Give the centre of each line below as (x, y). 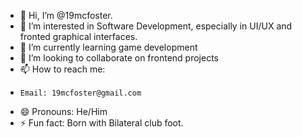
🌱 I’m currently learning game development (108, 47)
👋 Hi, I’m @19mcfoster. (66, 15)
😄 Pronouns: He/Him (63, 111)
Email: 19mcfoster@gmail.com (80, 93)
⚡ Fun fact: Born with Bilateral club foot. (101, 123)
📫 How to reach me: (62, 69)
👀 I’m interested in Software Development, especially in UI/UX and (156, 26)
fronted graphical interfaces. (78, 36)
